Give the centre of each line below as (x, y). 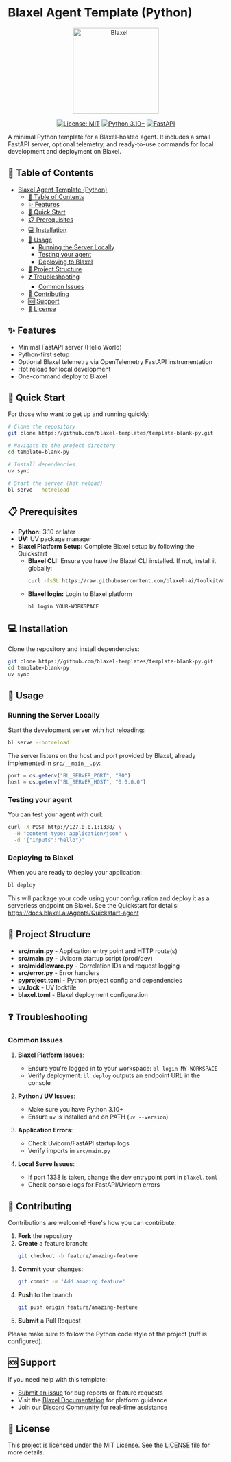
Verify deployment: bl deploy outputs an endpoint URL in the (114, 1075)
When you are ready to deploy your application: (75, 872)
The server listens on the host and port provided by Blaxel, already (102, 755)
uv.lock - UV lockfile (47, 987)
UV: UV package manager (54, 539)
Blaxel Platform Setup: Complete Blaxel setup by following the (106, 547)
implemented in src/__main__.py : (54, 763)
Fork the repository (45, 1236)
